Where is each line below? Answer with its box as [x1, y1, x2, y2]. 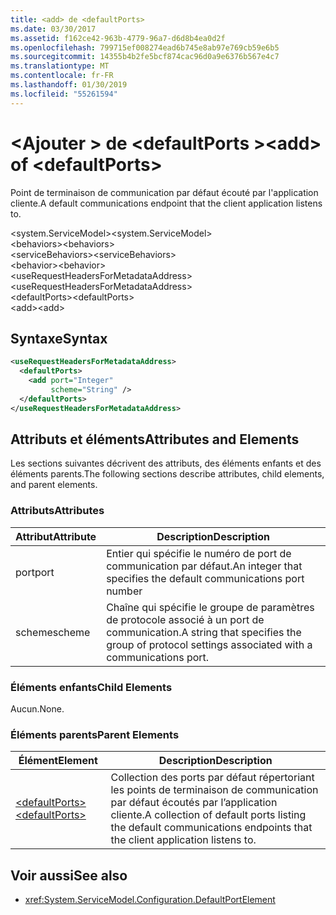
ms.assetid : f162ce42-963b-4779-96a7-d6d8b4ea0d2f [10, 33, 226, 43]
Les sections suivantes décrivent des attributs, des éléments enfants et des [10, 457, 322, 470]
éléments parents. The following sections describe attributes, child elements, [10, 468, 325, 480]
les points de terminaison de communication [110, 783, 319, 797]
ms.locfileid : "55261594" [10, 89, 118, 99]
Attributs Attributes [10, 504, 105, 518]
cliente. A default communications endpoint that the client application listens [10, 197, 323, 209]
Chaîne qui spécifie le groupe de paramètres [106, 600, 315, 614]
